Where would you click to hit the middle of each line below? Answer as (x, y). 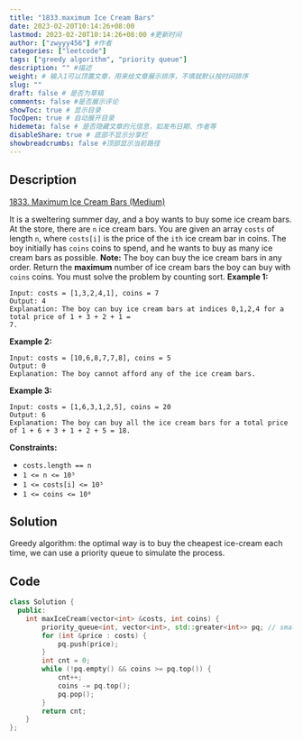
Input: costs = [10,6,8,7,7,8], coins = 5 (90, 358)
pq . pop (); (76, 694)
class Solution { (42, 602)
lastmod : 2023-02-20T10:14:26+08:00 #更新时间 (96, 34)
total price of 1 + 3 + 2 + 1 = (70, 316)
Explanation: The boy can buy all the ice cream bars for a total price (149, 423)
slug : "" (26, 85)
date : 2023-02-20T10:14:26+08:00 (72, 26)
